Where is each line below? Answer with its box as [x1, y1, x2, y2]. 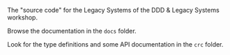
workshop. [7, 13, 38, 22]
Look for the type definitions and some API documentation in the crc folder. [7, 40, 224, 48]
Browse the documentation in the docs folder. [7, 27, 137, 35]
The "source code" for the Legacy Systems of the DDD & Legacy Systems [7, 6, 220, 14]
